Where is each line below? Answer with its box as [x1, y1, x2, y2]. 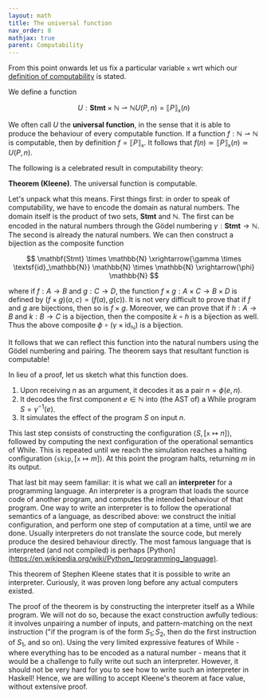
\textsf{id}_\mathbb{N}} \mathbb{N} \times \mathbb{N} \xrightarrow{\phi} [13, 262, 255, 272]
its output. [8, 462, 41, 472]
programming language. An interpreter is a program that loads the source [8, 486, 249, 496]
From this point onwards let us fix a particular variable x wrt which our [8, 63, 238, 73]
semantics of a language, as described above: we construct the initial [8, 512, 237, 521]
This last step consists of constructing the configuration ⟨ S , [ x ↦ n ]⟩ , [8, 428, 233, 438]
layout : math [8, 11, 52, 20]
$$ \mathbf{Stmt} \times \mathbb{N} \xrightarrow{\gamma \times [26, 253, 241, 263]
